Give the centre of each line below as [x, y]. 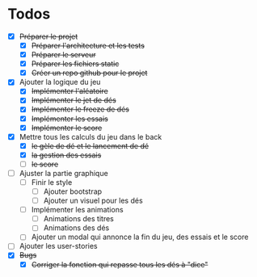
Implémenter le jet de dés [74, 100]
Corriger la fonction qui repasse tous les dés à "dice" [120, 264]
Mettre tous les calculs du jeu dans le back [91, 136]
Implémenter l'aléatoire [70, 91]
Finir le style [52, 182]
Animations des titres [78, 219]
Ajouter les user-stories [58, 246]
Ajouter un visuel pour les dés [93, 201]
